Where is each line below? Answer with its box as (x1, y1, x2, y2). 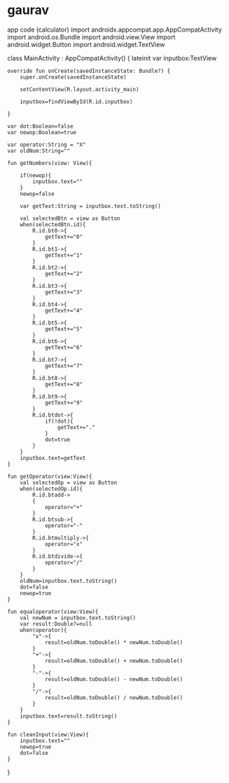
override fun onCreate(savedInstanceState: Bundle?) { (7, 67, 171, 74)
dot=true (44, 436, 71, 443)
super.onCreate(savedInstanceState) (20, 73, 127, 81)
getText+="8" (44, 381, 83, 388)
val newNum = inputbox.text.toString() (20, 614, 137, 621)
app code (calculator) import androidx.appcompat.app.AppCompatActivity (7, 25, 222, 34)
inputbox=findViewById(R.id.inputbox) (20, 98, 133, 105)
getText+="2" (44, 270, 83, 277)
